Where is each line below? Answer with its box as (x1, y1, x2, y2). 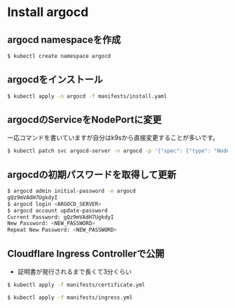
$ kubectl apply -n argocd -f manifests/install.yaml (7, 92, 168, 100)
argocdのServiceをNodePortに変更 (7, 113, 162, 126)
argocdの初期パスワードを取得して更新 (7, 168, 177, 180)
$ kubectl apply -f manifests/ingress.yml (7, 294, 133, 301)
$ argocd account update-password (7, 207, 108, 214)
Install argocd (7, 4, 89, 20)
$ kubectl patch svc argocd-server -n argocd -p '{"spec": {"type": (7, 147, 211, 154)
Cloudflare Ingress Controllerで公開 (7, 247, 164, 259)
